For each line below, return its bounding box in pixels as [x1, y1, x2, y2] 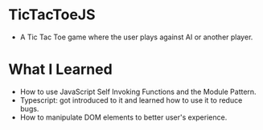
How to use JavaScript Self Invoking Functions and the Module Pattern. [19, 87, 257, 96]
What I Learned [8, 60, 113, 79]
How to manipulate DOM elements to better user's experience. [19, 112, 228, 122]
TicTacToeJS [8, 6, 96, 24]
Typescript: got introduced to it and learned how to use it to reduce [19, 95, 243, 105]
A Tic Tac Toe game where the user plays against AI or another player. [19, 32, 253, 42]
